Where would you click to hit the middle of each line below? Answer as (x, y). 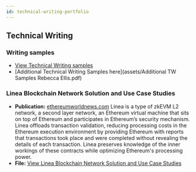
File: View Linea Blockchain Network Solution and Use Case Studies (98, 163)
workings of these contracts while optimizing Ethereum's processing (99, 150)
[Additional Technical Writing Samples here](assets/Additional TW (95, 72)
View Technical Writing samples (54, 65)
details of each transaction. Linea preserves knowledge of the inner (97, 144)
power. (23, 157)
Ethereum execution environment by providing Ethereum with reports (99, 132)
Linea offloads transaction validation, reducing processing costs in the (101, 125)
